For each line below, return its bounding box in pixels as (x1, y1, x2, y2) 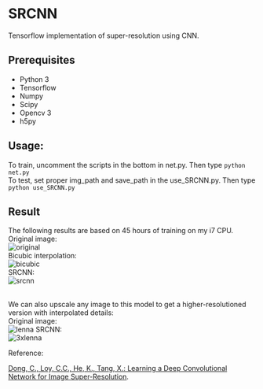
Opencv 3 (19, 108, 52, 117)
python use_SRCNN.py (8, 183, 76, 191)
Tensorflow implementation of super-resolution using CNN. (8, 31, 199, 40)
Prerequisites (8, 54, 75, 67)
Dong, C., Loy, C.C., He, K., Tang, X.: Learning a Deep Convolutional (8, 364, 228, 373)
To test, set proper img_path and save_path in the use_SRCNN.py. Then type (8, 175, 256, 185)
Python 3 (19, 74, 49, 83)
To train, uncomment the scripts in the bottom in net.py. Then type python (8, 160, 246, 169)
